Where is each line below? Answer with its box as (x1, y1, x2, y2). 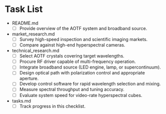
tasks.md (12, 97, 31, 103)
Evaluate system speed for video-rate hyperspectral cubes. (19, 92, 142, 98)
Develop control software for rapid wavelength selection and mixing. (19, 81, 161, 87)
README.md (12, 20, 39, 26)
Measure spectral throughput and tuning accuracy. (19, 86, 125, 92)
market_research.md (12, 31, 55, 37)
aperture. (19, 75, 39, 81)
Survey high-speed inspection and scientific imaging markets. (19, 36, 148, 42)
